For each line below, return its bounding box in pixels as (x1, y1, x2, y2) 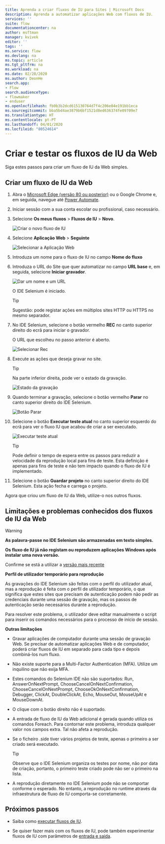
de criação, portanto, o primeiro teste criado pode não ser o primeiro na (12, 766, 159, 771)
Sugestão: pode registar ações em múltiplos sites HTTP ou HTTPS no (12, 307, 154, 313)
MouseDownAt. (12, 696, 44, 702)
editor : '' (5, 39, 28, 44)
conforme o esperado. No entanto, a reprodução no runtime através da (12, 785, 157, 791)
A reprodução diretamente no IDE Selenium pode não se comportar (12, 780, 149, 786)
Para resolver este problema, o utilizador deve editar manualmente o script (5, 611, 157, 617)
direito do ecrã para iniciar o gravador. (12, 327, 90, 333)
